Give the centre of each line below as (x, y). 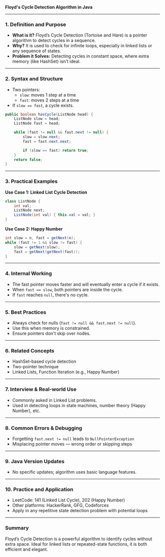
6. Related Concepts (30, 350)
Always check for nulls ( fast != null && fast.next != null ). (74, 323)
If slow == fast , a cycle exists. (43, 105)
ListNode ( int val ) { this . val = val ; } (55, 215)
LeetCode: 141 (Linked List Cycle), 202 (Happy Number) (69, 500)
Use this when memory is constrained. (51, 328)
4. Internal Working (29, 274)
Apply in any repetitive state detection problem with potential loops (80, 511)
